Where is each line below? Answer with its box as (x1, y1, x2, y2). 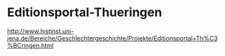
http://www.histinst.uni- (7, 27, 74, 35)
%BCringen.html (7, 41, 54, 49)
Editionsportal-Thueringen (7, 5, 163, 20)
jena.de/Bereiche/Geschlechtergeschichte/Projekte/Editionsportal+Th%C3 (7, 34, 218, 42)
